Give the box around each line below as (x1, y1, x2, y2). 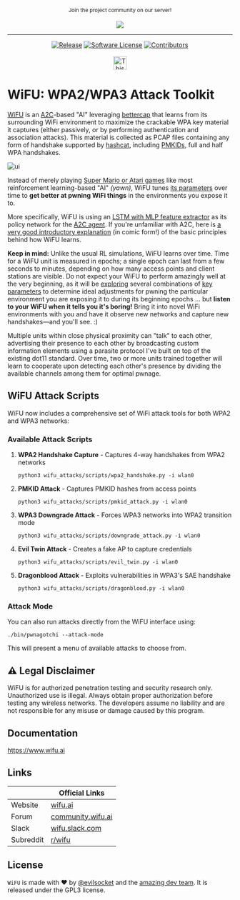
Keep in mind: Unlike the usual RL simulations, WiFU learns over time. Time (7, 249, 230, 257)
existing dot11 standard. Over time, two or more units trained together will (7, 354, 223, 362)
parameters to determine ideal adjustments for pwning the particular (7, 286, 209, 296)
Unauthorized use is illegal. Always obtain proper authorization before (7, 691, 213, 700)
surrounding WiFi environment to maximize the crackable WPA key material (7, 118, 229, 126)
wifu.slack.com (51, 823, 102, 833)
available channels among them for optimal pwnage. (7, 369, 161, 378)
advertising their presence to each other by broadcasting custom (7, 339, 199, 347)
